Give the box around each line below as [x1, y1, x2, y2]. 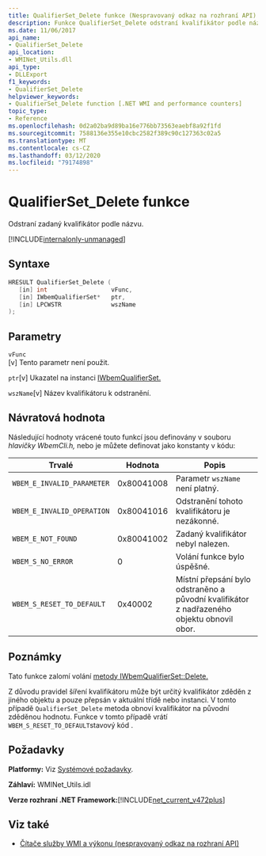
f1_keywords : [8, 78, 51, 86]
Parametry [8, 329, 62, 343]
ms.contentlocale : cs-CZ [8, 144, 90, 152]
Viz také [8, 817, 50, 831]
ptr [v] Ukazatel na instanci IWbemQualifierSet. [8, 373, 161, 382]
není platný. [175, 482, 219, 493]
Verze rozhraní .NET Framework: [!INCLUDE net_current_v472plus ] [8, 795, 226, 805]
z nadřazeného [175, 603, 232, 614]
